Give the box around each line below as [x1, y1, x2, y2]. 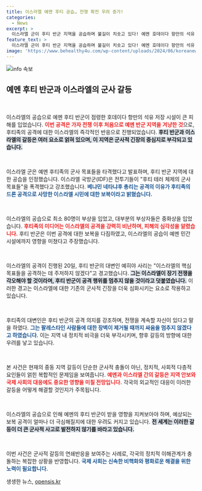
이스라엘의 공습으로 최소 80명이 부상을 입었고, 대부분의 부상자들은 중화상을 [6, 215, 182, 222]
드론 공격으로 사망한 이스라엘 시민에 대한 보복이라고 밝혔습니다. [6, 190, 153, 197]
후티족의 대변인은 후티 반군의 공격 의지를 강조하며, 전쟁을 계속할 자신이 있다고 [6, 317, 188, 324]
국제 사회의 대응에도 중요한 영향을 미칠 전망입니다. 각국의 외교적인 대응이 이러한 [6, 378, 191, 386]
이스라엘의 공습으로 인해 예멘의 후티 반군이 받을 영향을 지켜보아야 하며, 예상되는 [6, 410, 192, 418]
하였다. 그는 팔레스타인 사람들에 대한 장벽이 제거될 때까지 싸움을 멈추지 [12, 324, 176, 331]
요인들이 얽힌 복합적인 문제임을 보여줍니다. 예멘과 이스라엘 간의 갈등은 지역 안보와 [6, 371, 196, 378]
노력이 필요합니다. [6, 465, 49, 472]
